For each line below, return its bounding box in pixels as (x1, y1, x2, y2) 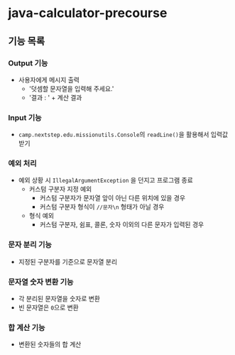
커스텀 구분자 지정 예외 (28, 185, 92, 193)
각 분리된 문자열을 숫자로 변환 (18, 295, 100, 303)
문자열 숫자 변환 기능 (8, 277, 74, 287)
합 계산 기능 (8, 322, 45, 332)
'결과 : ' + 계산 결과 (28, 93, 82, 102)
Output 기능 (8, 58, 48, 68)
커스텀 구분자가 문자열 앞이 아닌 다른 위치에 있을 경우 (39, 194, 186, 202)
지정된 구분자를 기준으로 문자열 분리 (18, 257, 118, 266)
